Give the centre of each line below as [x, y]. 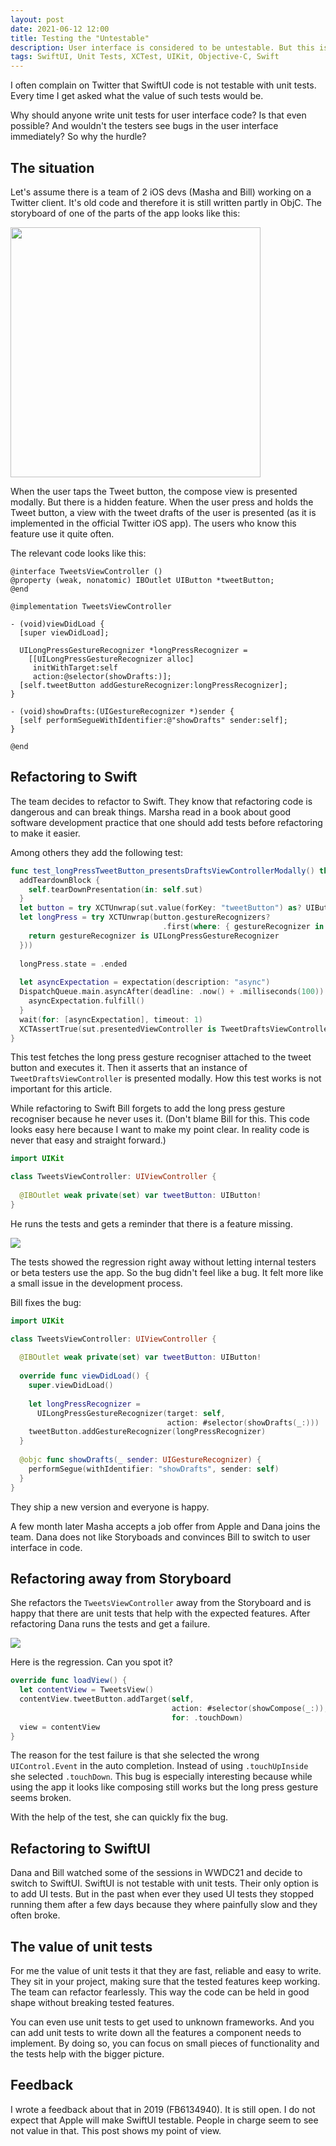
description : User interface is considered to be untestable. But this [162, 47]
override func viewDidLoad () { [84, 1376]
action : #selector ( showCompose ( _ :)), [250, 1708]
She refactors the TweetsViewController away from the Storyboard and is [161, 1603]
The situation [52, 167]
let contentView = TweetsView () [87, 1690]
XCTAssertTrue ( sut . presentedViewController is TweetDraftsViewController [176, 1029]
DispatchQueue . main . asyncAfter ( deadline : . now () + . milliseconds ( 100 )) [172, 992]
